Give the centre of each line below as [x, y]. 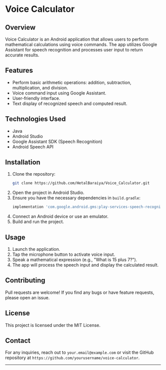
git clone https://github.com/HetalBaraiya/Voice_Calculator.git [81, 183]
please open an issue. [27, 297]
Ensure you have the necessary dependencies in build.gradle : [76, 198]
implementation [28, 207]
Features [19, 70]
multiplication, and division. [40, 88]
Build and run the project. [38, 222]
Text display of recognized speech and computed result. [70, 103]
